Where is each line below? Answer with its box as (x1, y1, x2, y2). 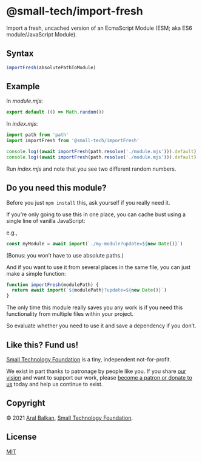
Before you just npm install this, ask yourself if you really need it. (6, 199, 170, 206)
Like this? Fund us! (6, 340, 79, 350)
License (6, 432, 37, 442)
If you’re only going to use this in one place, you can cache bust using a (6, 211, 186, 218)
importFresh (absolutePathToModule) (6, 64, 96, 70)
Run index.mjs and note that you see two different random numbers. (6, 165, 177, 172)
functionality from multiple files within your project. (6, 310, 134, 318)
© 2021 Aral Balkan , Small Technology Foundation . (6, 414, 133, 422)
